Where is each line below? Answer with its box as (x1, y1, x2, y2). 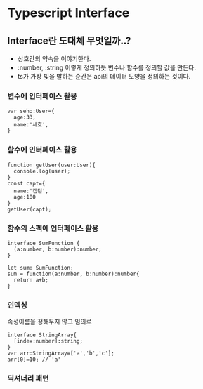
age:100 (13, 193, 37, 201)
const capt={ (7, 180, 46, 187)
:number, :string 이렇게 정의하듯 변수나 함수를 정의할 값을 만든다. (17, 63, 197, 72)
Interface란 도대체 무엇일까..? (7, 34, 131, 46)
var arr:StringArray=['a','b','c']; (7, 350, 114, 357)
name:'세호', (13, 121, 49, 128)
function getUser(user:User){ (7, 161, 96, 169)
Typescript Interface (7, 5, 130, 21)
